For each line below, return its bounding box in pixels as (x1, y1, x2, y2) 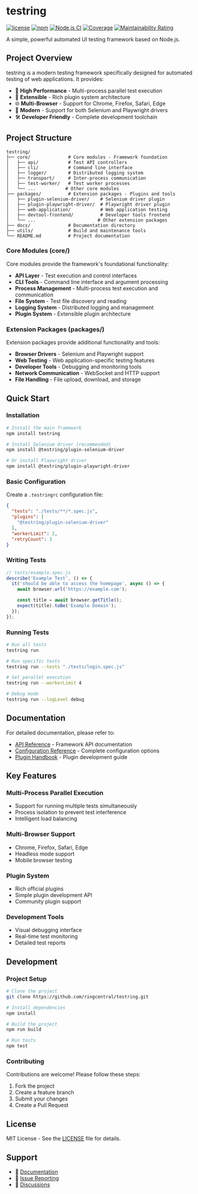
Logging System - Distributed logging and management (14, 304, 154, 311)
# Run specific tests (6, 658, 61, 664)
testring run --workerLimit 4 (6, 680, 82, 686)
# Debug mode (6, 691, 39, 697)
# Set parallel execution (6, 674, 71, 680)
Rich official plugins (14, 885, 64, 892)
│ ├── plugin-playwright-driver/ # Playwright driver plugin (6, 201, 170, 208)
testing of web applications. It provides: (6, 75, 104, 82)
